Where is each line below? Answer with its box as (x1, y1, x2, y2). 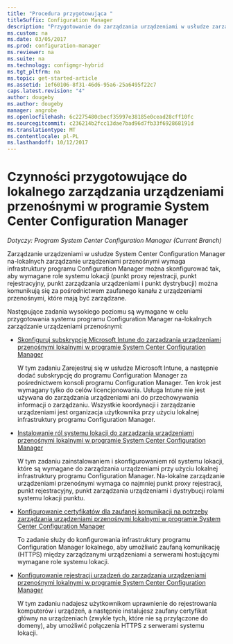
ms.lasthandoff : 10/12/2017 (7, 139, 89, 146)
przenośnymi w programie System (7, 198, 209, 214)
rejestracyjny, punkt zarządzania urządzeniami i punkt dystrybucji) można (7, 279, 218, 288)
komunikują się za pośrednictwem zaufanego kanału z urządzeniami (7, 287, 202, 295)
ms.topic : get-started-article (7, 74, 98, 82)
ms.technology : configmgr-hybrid (7, 62, 104, 69)
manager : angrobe (7, 107, 58, 114)
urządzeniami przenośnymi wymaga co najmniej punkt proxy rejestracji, (17, 480, 223, 488)
